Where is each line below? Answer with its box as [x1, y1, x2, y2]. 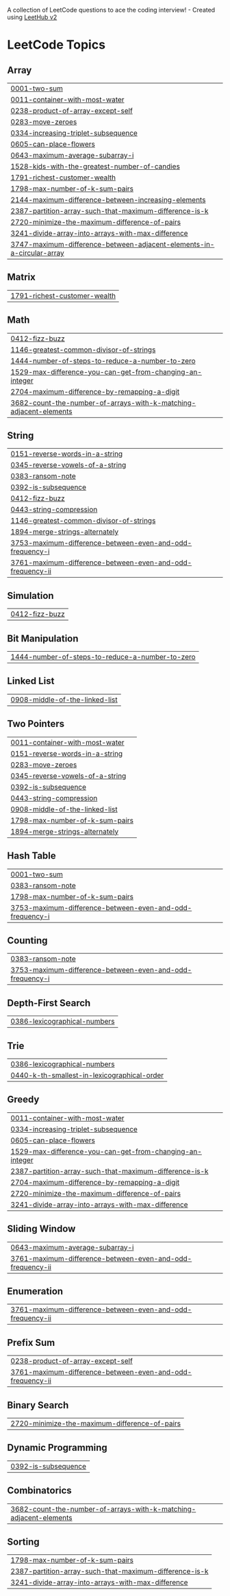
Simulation [7, 589, 54, 602]
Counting [7, 935, 48, 946]
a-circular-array [10, 248, 65, 258]
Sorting [7, 1536, 40, 1548]
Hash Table [7, 850, 56, 862]
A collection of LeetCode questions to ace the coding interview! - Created [7, 6, 216, 14]
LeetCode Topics [7, 37, 106, 53]
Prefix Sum [7, 1336, 55, 1349]
